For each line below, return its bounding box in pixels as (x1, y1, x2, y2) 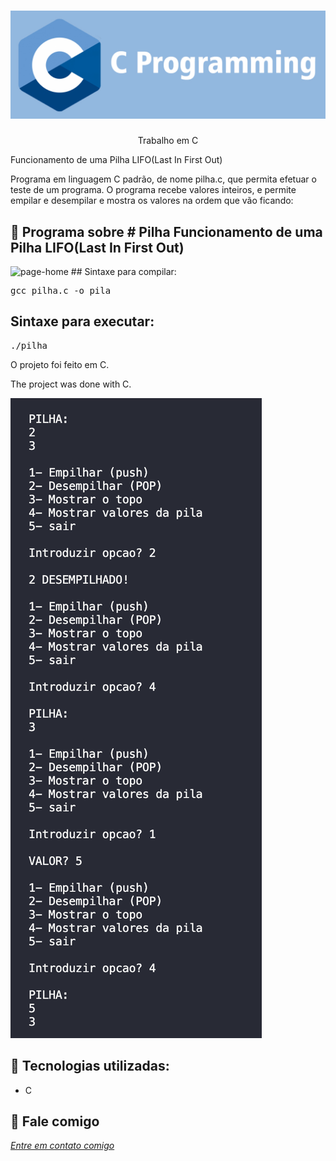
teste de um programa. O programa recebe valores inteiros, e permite (10, 184, 297, 196)
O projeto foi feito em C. (10, 358, 110, 370)
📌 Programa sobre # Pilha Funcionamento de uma (10, 223, 323, 240)
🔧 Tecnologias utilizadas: (10, 1058, 170, 1075)
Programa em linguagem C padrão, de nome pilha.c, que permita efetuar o (10, 173, 317, 185)
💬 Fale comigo (10, 1113, 100, 1130)
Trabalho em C (137, 135, 199, 147)
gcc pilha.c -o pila (10, 285, 112, 296)
